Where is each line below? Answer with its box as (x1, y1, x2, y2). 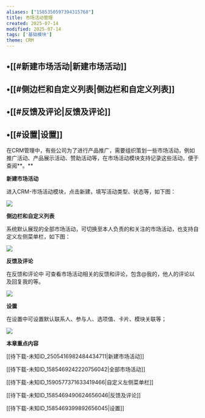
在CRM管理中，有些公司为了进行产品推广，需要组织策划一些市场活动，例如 (6, 146, 195, 154)
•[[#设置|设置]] (6, 129, 63, 140)
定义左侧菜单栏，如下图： (6, 232, 71, 240)
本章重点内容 (6, 339, 38, 347)
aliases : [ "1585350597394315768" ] (6, 9, 95, 15)
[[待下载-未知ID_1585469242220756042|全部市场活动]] (6, 366, 145, 373)
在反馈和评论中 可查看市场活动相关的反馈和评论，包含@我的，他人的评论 (6, 270, 190, 278)
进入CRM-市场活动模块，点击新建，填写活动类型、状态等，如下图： (6, 187, 176, 195)
